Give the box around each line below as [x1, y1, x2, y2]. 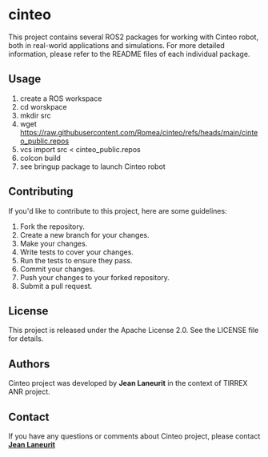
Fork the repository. [19, 222, 86, 231]
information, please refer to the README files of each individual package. [8, 49, 250, 58]
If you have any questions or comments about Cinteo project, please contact [8, 431, 261, 441]
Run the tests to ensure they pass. [19, 255, 133, 265]
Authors [8, 357, 50, 371]
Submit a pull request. [19, 281, 93, 291]
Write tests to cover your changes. [19, 247, 134, 257]
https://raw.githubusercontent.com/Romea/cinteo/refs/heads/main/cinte [19, 127, 258, 137]
